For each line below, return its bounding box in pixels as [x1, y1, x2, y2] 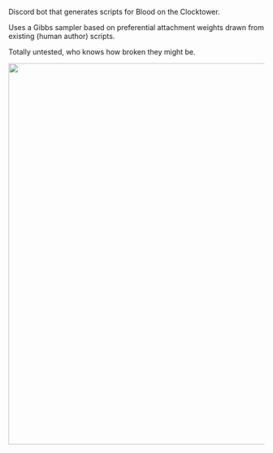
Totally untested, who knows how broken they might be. [8, 47, 197, 56]
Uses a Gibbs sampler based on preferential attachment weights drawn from [8, 23, 264, 32]
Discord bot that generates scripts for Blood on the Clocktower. [8, 7, 221, 16]
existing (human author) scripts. [8, 32, 115, 41]
